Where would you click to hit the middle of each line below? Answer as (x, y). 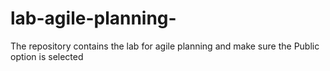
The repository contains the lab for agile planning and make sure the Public (165, 46)
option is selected (47, 56)
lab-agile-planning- (93, 18)
